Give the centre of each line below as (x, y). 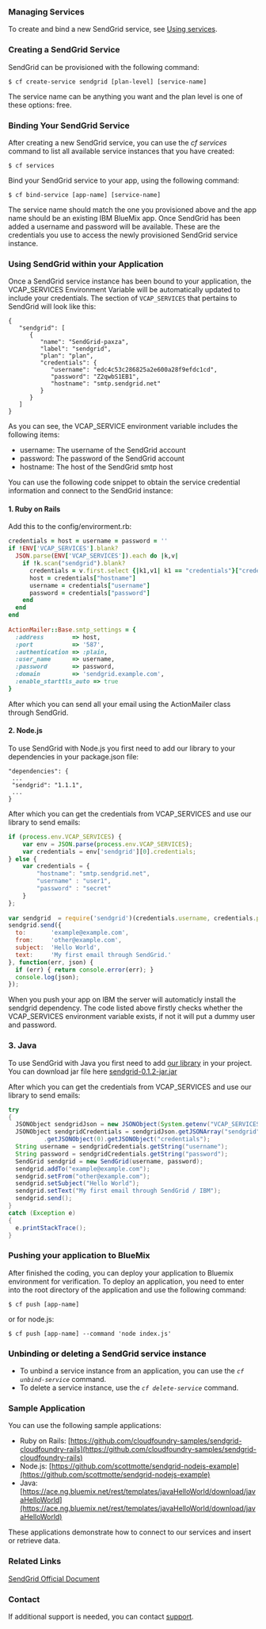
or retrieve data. (34, 1541)
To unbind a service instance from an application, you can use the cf (132, 1370)
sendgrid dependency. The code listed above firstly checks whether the (125, 1008)
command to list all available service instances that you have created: (122, 151)
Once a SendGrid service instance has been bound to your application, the (130, 281)
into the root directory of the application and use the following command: (127, 1290)
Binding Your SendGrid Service (69, 125)
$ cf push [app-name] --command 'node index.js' (90, 1334)
